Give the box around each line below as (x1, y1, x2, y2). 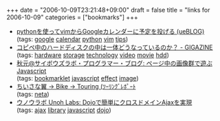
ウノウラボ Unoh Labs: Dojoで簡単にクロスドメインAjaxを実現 (16, 98, 192, 106)
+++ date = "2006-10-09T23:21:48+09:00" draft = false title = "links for (6, 6, 210, 14)
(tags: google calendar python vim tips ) (16, 35, 129, 43)
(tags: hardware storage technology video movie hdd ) (16, 51, 169, 59)
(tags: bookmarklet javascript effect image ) (16, 74, 139, 82)
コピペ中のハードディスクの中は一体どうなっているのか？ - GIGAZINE (16, 43, 213, 51)
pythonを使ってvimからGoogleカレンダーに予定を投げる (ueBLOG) (16, 27, 205, 35)
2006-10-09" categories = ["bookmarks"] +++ (6, 13, 139, 21)
